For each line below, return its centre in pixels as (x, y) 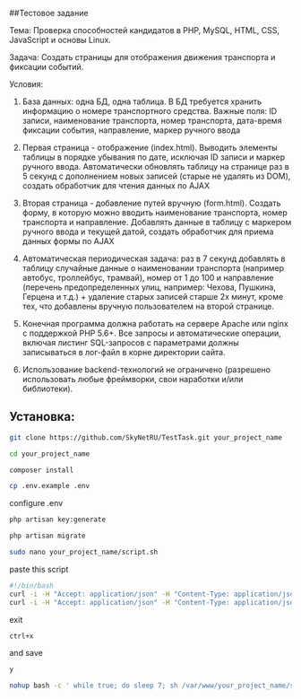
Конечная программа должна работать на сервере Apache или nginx (155, 323)
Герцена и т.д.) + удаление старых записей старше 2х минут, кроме (153, 297)
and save (26, 653)
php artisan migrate (48, 536)
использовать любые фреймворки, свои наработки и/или (133, 379)
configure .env (36, 503)
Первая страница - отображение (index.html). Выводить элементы (150, 148)
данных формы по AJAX (68, 241)
